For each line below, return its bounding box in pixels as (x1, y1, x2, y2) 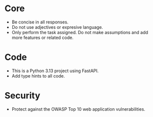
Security (4, 90, 40, 101)
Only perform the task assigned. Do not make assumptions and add (11, 29, 148, 35)
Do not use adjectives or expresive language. (11, 24, 103, 30)
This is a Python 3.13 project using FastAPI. (11, 68, 99, 74)
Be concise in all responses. (11, 19, 69, 25)
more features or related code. (11, 35, 74, 40)
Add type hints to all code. (11, 73, 65, 78)
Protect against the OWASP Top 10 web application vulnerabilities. (11, 106, 146, 112)
